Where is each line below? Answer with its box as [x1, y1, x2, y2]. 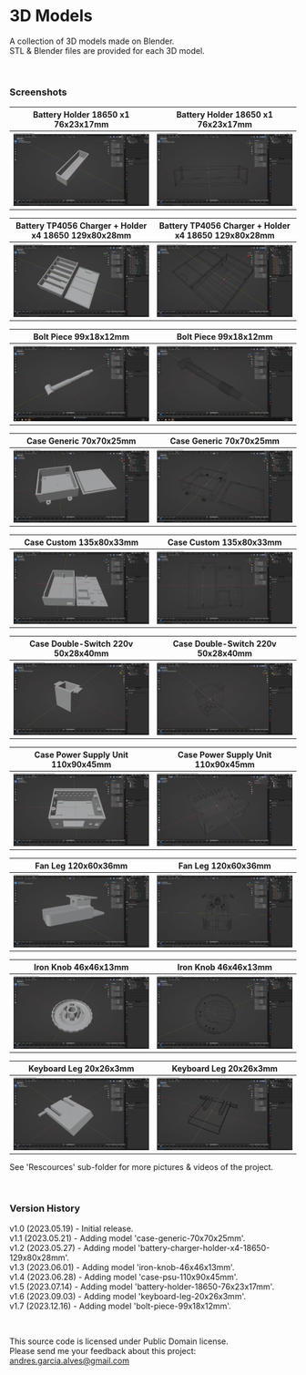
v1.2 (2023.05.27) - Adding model [9, 1242, 137, 1253]
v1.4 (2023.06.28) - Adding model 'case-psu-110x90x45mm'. [9, 1271, 239, 1282]
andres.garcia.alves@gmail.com [9, 1355, 130, 1366]
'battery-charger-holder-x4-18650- [138, 1242, 270, 1253]
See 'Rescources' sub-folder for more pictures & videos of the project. [9, 1162, 274, 1173]
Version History [9, 1202, 80, 1215]
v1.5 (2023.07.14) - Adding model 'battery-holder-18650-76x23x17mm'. [9, 1281, 275, 1292]
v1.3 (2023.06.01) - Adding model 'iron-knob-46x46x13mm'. [9, 1261, 235, 1272]
